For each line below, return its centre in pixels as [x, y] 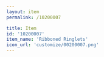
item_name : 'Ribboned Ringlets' [47, 40]
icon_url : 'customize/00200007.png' [53, 45]
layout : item [23, 12]
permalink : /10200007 [34, 17]
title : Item [21, 28]
